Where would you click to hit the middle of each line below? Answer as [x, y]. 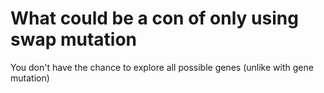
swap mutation [74, 39]
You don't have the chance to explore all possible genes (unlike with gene [162, 67]
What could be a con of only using [154, 18]
